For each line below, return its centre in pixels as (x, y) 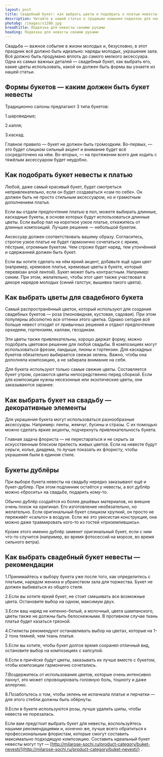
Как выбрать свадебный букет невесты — (73, 557)
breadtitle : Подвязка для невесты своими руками (55, 28)
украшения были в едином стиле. (40, 455)
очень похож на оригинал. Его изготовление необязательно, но (71, 507)
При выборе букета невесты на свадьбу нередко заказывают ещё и (76, 482)
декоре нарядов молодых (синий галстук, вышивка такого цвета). (73, 282)
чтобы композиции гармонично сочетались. (51, 665)
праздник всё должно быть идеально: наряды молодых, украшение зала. (81, 51)
